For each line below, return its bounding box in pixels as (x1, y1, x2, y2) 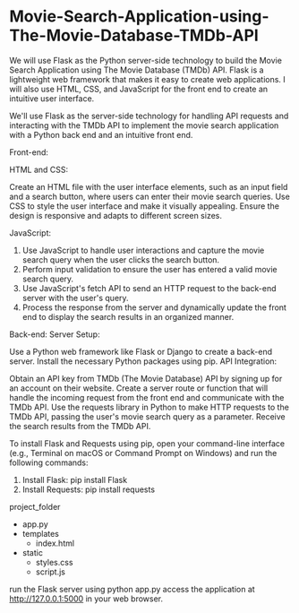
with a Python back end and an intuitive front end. (9, 129, 193, 140)
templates (21, 528, 60, 539)
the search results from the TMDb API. (9, 420, 151, 431)
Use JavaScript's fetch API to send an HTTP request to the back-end (21, 282, 277, 293)
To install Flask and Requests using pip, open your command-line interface (9, 437, 285, 449)
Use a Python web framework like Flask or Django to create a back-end (9, 346, 273, 357)
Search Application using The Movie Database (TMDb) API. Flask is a (9, 65, 264, 75)
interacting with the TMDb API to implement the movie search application (9, 119, 279, 131)
